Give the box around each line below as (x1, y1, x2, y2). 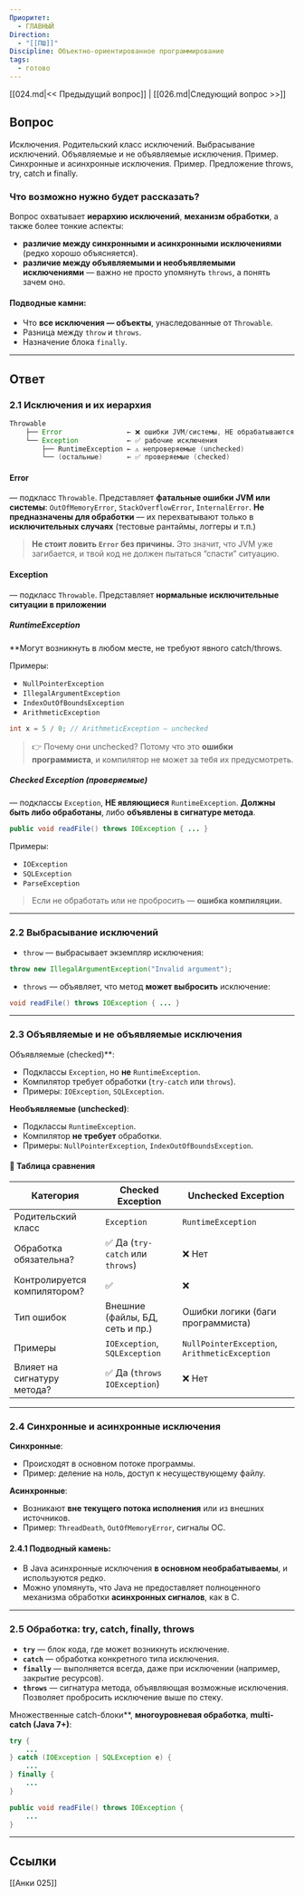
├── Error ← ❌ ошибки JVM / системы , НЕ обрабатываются (25, 427, 295, 436)
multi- (250, 1709, 274, 1720)
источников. (22, 1513, 71, 1524)
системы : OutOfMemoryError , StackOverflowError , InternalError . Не (9, 502, 265, 512)
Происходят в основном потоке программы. (22, 1459, 196, 1470)
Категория (31, 1189, 80, 1202)
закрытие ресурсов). (22, 1672, 104, 1683)
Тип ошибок (14, 1310, 67, 1323)
